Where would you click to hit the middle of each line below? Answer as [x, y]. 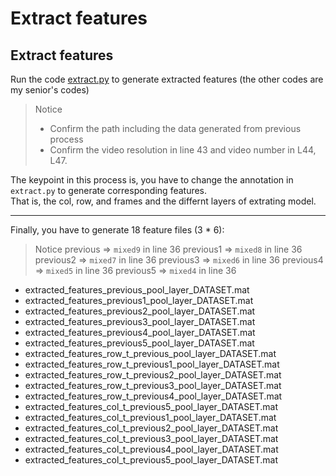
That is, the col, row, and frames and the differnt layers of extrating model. [163, 201]
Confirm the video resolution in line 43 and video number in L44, [183, 150]
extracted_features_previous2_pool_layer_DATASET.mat [140, 311]
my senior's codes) [50, 90]
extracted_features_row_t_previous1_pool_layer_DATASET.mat [152, 364]
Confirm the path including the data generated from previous [175, 128]
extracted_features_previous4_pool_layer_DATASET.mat [140, 332]
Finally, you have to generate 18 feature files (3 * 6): [117, 230]
